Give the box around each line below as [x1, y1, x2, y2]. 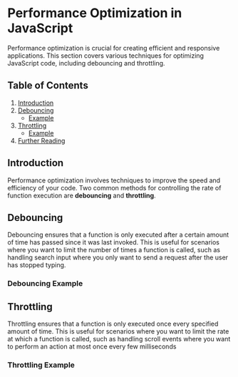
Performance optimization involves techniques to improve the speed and [7, 176, 221, 185]
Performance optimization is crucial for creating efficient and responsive [7, 43, 220, 52]
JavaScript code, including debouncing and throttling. [7, 58, 165, 67]
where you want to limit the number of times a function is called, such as [7, 246, 221, 254]
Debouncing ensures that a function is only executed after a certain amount [7, 230, 229, 239]
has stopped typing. [7, 261, 66, 269]
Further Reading [17, 136, 66, 145]
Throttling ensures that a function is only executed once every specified [7, 319, 219, 329]
